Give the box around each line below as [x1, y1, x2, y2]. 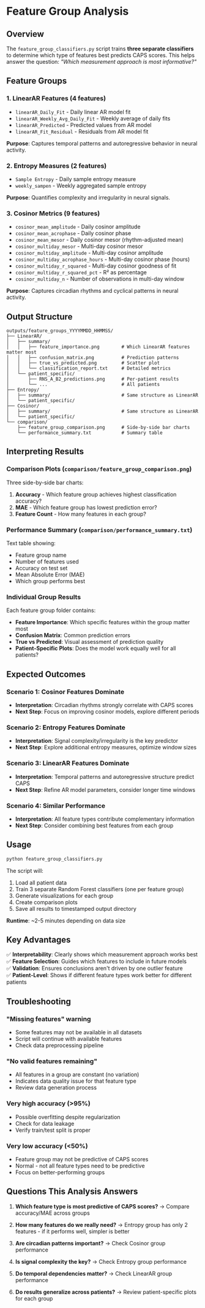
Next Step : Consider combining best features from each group [15, 821, 174, 829]
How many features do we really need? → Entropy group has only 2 [15, 1221, 188, 1228]
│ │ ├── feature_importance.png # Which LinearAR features [6, 344, 190, 350]
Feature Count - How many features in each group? [15, 510, 147, 517]
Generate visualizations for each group [15, 892, 114, 899]
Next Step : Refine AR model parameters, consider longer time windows [15, 786, 196, 793]
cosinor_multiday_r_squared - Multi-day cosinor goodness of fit [15, 262, 177, 269]
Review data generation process [15, 1084, 97, 1091]
